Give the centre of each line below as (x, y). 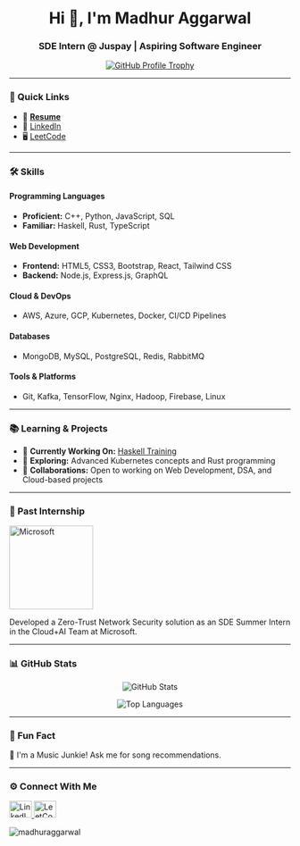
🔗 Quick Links (39, 97)
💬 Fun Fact (33, 735)
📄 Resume (41, 116)
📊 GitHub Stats (43, 664)
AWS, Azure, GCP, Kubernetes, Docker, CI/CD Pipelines (124, 315)
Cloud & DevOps (40, 296)
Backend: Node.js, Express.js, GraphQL (95, 275)
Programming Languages (57, 197)
